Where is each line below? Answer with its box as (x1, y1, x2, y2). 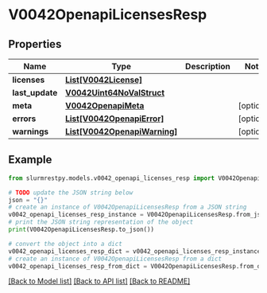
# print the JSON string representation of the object (8, 218, 194, 226)
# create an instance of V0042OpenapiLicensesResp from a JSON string (8, 203, 247, 212)
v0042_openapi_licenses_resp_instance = (8, 211, 145, 219)
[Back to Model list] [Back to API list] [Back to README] (8, 276, 191, 286)
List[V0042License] (64, 74, 143, 85)
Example (8, 153, 52, 166)
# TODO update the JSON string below (8, 189, 133, 197)
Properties (8, 37, 62, 51)
